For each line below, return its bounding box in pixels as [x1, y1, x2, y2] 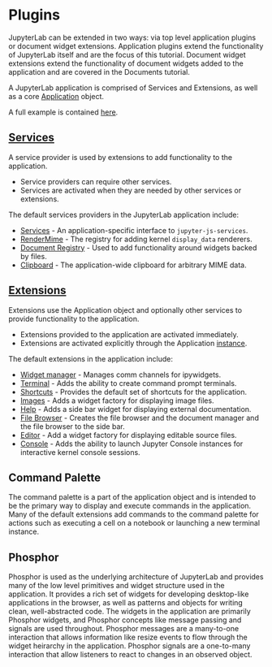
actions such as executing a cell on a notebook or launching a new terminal [8, 518, 261, 528]
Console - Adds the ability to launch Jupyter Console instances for [19, 439, 244, 448]
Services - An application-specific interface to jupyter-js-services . [19, 225, 248, 235]
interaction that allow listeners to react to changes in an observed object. [8, 650, 253, 660]
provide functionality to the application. [8, 314, 140, 323]
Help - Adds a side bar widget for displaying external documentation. [19, 404, 252, 414]
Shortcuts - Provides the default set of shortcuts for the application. [19, 387, 248, 396]
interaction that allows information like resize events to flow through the [8, 632, 248, 643]
